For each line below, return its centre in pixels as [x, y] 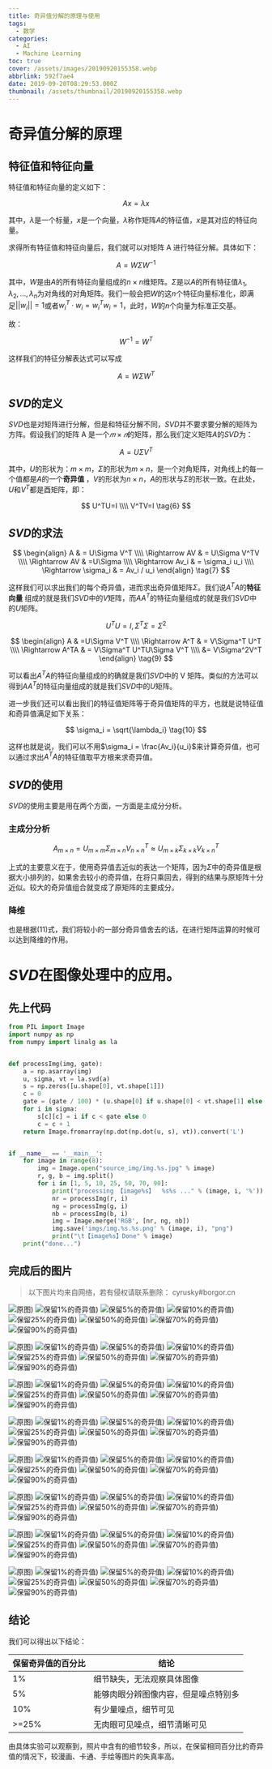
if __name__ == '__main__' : [56, 1153]
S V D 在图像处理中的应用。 [94, 976]
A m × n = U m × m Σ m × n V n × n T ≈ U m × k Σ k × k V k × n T [136, 849]
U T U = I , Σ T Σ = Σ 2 [136, 625]
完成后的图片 [40, 1271]
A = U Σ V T [136, 451]
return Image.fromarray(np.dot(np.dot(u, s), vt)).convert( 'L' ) [134, 1132]
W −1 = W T [136, 341]
